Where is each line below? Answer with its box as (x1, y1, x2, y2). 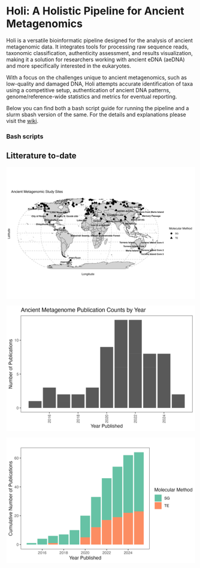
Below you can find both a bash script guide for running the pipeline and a (6, 104, 189, 111)
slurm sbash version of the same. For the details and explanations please (6, 111, 187, 118)
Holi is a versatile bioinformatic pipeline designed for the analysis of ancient (6, 37, 193, 44)
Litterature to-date (6, 151, 77, 161)
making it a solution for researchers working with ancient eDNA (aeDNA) (6, 56, 185, 63)
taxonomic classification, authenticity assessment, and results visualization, (6, 49, 193, 56)
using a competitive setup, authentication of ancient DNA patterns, (6, 86, 171, 93)
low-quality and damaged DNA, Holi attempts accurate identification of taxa (6, 80, 193, 87)
